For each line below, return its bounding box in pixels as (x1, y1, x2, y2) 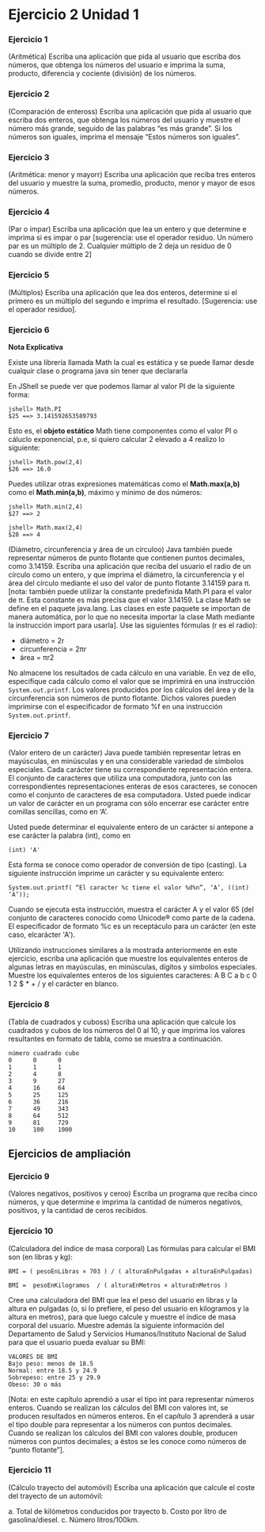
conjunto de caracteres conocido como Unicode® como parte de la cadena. (8, 913, 256, 923)
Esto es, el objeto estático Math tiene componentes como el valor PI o (8, 426, 238, 436)
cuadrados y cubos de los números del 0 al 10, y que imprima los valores (8, 1025, 246, 1035)
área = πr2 (19, 652, 55, 662)
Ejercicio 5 (8, 270, 50, 281)
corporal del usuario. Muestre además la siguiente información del (8, 1320, 225, 1330)
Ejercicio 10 (8, 1226, 54, 1237)
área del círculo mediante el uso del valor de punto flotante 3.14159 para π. (8, 578, 251, 588)
